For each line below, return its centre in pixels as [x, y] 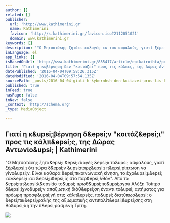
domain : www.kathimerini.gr [39, 39]
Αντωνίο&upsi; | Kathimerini [51, 150]
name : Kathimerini [29, 29]
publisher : [17, 19]
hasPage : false [21, 95]
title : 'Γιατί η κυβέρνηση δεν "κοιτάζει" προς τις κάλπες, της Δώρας [81, 67]
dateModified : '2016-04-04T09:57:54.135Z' [51, 76]
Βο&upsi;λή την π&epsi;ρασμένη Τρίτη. [46, 205]
